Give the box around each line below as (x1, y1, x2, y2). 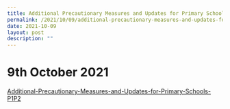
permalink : (7, 16, 38, 23)
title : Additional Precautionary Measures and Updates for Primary (7, 10, 204, 17)
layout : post (7, 29, 44, 36)
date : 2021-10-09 (7, 22, 57, 29)
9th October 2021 (7, 65, 109, 80)
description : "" (7, 35, 53, 42)
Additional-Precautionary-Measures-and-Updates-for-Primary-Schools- (7, 87, 211, 95)
